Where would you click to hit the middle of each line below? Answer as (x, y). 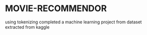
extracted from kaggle (27, 27)
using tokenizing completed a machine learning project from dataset (73, 22)
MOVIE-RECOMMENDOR (56, 9)
